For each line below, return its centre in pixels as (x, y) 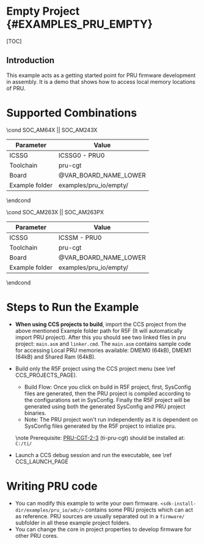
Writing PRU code (52, 486)
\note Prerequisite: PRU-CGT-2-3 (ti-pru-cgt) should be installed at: (100, 438)
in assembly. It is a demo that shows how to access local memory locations (101, 81)
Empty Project (43, 11)
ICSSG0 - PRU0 (82, 155)
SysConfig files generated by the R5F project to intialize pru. (100, 426)
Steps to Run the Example (73, 307)
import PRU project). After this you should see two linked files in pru (100, 337)
